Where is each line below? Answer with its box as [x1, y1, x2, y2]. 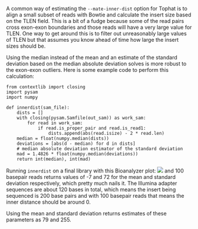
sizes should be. [6, 42, 46, 49]
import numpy [6, 94, 38, 100]
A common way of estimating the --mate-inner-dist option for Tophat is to [6, 5, 187, 12]
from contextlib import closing [6, 84, 85, 90]
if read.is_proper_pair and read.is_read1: [37, 125, 146, 131]
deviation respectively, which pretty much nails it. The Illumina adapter [6, 180, 177, 187]
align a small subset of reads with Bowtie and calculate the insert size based [6, 11, 192, 18]
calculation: [6, 73, 34, 79]
